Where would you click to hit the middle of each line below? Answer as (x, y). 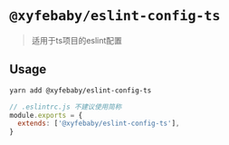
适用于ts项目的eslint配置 (76, 40)
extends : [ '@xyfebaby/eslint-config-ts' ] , (99, 124)
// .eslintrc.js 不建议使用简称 (66, 107)
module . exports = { (46, 115)
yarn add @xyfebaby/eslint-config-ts (81, 90)
